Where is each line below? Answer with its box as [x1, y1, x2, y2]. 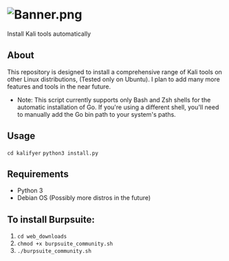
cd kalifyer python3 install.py [7, 150, 98, 157]
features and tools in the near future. [7, 82, 111, 91]
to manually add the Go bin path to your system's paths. [17, 110, 177, 118]
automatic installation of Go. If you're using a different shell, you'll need [17, 103, 219, 111]
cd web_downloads [17, 234, 67, 240]
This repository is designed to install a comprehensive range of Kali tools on [7, 67, 222, 76]
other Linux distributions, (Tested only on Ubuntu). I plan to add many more [7, 75, 220, 83]
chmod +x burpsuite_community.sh [17, 240, 113, 247]
